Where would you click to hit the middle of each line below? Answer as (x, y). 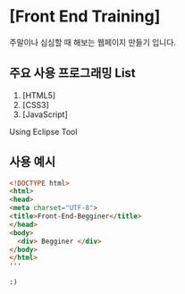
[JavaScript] (45, 114)
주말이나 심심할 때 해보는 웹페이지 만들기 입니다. (93, 42)
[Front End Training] (85, 17)
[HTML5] (39, 95)
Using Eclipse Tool (43, 131)
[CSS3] (35, 105)
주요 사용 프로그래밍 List (72, 73)
